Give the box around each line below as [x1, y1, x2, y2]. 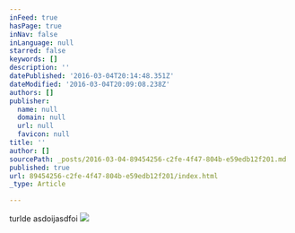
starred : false [9, 47, 66, 56]
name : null [17, 105, 58, 114]
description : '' [9, 64, 70, 73]
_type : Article [9, 180, 66, 189]
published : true [9, 163, 70, 172]
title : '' [9, 138, 47, 147]
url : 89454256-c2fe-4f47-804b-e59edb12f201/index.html [9, 171, 219, 180]
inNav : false [9, 30, 58, 39]
